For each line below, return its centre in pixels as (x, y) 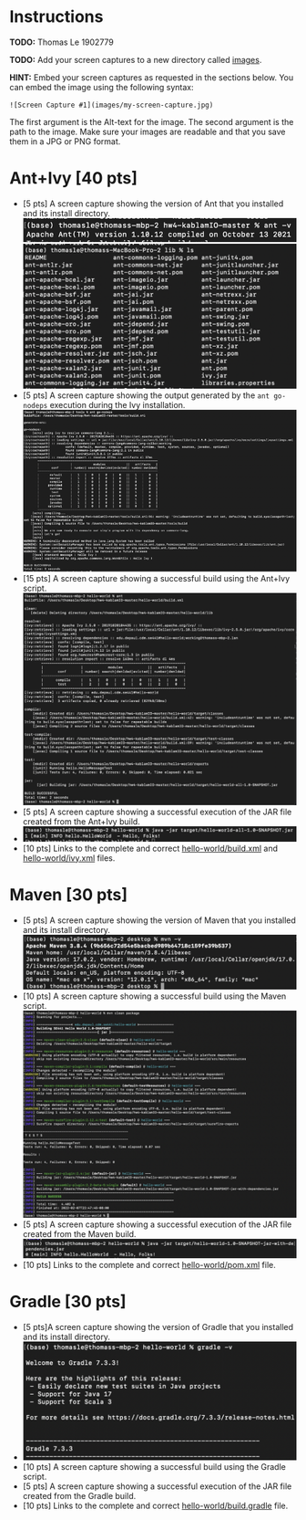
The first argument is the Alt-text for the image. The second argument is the (152, 121)
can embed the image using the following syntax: (102, 87)
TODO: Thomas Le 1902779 (61, 42)
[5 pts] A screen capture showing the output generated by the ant (146, 395)
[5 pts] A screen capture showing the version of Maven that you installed (159, 920)
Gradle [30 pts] (68, 1302)
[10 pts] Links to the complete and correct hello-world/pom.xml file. (149, 1265)
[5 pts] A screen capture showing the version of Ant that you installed (153, 204)
